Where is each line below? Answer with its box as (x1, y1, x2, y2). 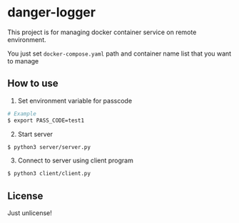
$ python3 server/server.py (7, 143, 91, 150)
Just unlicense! (7, 209, 52, 217)
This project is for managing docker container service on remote (7, 28, 197, 36)
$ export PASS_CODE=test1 (7, 117, 84, 124)
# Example (7, 110, 37, 118)
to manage (7, 56, 39, 65)
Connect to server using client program (17, 156, 133, 165)
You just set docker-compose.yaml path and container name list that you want (7, 49, 232, 58)
